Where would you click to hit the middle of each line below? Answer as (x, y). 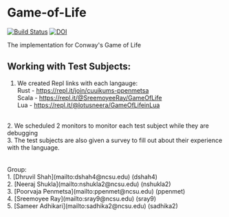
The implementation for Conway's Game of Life (74, 45)
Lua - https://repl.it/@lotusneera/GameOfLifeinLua (88, 105)
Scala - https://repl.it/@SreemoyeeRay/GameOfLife (89, 98)
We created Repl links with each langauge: (77, 83)
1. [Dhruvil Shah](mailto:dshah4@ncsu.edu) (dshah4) (83, 176)
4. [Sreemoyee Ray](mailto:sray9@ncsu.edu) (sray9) (82, 198)
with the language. (33, 147)
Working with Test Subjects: (69, 67)
